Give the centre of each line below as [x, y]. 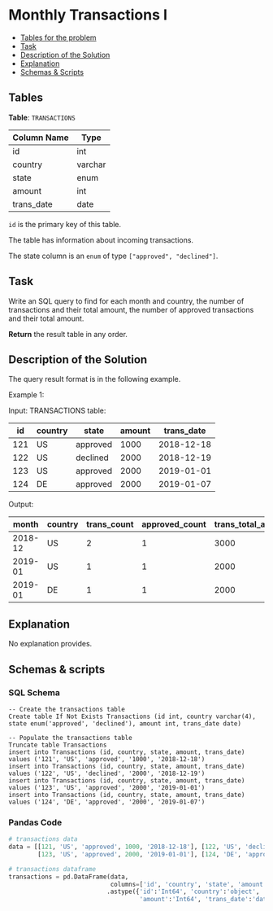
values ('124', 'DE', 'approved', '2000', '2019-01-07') [107, 802]
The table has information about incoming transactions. [101, 240]
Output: [21, 504]
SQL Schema [35, 692]
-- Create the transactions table [67, 709]
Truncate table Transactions [58, 745]
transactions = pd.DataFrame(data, [69, 877]
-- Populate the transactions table [70, 738]
